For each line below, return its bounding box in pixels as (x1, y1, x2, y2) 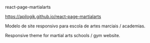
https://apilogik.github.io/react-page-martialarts (5, 14, 101, 19)
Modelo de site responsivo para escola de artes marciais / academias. (5, 23, 146, 29)
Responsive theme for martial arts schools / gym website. (5, 33, 120, 38)
